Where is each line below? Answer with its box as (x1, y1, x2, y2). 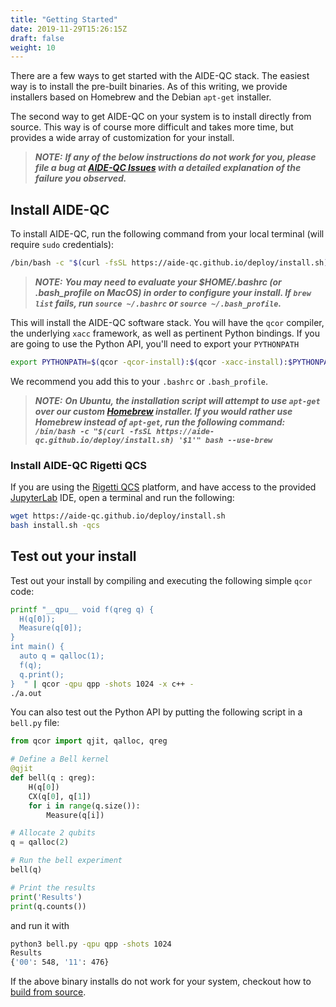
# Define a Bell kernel (10, 754, 110, 765)
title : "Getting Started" (10, 14, 118, 25)
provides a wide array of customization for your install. (10, 132, 235, 144)
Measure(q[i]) (46, 810, 105, 820)
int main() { (10, 642, 65, 652)
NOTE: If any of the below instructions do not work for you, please (34, 151, 317, 163)
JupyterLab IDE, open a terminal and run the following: (10, 492, 235, 504)
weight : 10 (10, 42, 56, 53)
